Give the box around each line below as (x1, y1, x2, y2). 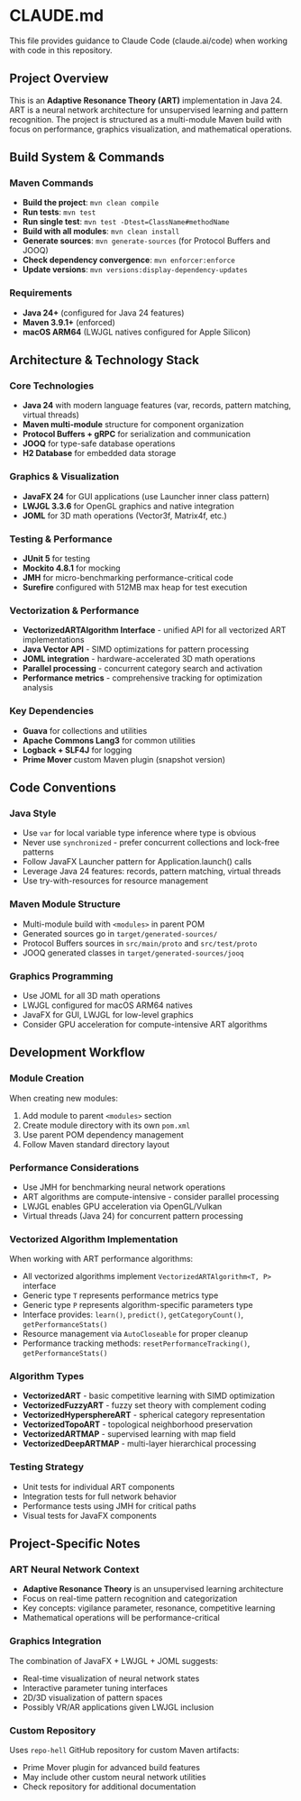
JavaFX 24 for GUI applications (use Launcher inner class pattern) (22, 490, 270, 501)
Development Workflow (9, 1045, 146, 1060)
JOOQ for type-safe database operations (22, 438, 176, 449)
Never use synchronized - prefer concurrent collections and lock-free (22, 837, 280, 848)
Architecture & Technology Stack (9, 352, 200, 368)
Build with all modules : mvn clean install (22, 226, 180, 237)
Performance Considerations (9, 1161, 140, 1174)
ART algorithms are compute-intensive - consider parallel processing (22, 1191, 279, 1202)
